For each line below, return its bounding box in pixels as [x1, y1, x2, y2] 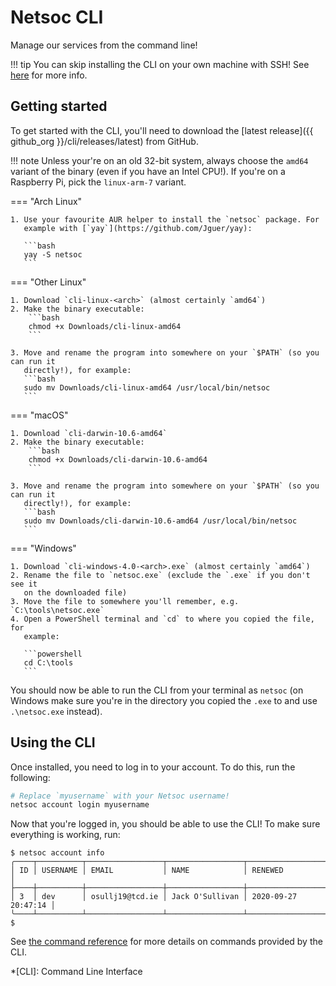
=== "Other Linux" [10, 276, 87, 288]
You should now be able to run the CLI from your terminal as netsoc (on [10, 684, 304, 696]
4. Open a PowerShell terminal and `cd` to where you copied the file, [10, 614, 315, 624]
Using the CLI [10, 734, 96, 751]
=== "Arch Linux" [10, 195, 83, 207]
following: [10, 771, 51, 783]
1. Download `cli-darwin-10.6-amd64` [10, 428, 168, 438]
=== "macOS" [10, 409, 69, 421]
